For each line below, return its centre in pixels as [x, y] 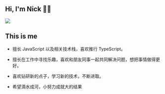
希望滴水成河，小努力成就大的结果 [47, 87]
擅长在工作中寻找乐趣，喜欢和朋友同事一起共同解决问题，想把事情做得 [84, 59]
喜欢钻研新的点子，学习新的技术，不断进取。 [58, 76]
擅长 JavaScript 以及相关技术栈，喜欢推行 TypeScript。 [69, 49]
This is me [21, 36]
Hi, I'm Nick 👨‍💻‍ [28, 9]
